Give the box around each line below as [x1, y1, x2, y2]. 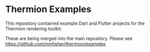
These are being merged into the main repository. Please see [5, 35, 133, 41]
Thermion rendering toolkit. [5, 25, 62, 31]
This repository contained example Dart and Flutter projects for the [5, 20, 145, 26]
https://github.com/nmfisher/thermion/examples [5, 40, 106, 46]
